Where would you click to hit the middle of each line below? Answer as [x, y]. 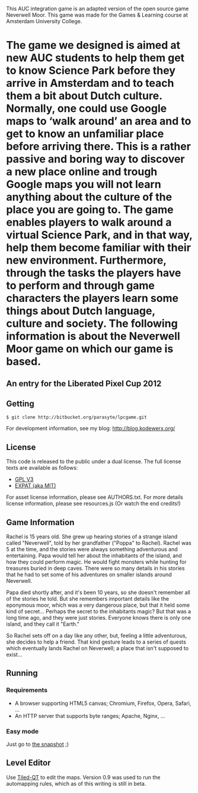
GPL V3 [24, 479]
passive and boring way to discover [95, 159]
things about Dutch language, [81, 311]
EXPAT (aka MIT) [35, 486]
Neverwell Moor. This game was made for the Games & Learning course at [97, 15]
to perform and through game [81, 286]
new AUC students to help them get [95, 58]
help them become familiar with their [99, 248]
